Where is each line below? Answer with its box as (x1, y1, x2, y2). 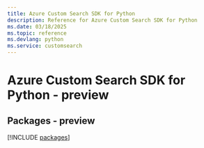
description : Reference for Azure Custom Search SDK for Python (7, 17, 198, 24)
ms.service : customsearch (7, 42, 82, 49)
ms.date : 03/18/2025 (7, 23, 68, 30)
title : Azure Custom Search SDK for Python (7, 10, 136, 17)
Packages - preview (7, 115, 95, 126)
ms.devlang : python (7, 36, 64, 43)
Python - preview (7, 88, 109, 103)
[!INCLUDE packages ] (7, 133, 70, 141)
